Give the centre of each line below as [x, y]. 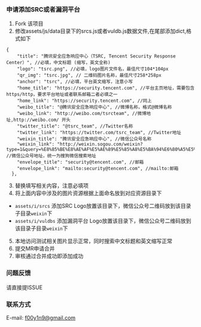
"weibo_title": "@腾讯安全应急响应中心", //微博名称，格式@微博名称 [95, 107]
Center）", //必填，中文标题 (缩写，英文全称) [58, 63]
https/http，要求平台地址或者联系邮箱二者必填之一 [62, 95]
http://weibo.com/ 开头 [42, 120]
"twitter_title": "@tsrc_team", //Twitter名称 [75, 126]
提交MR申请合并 [35, 249]
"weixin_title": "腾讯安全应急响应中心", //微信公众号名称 [84, 139]
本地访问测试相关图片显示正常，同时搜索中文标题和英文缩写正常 [93, 241]
